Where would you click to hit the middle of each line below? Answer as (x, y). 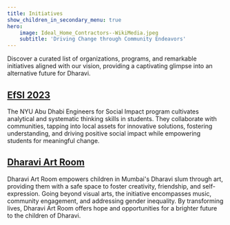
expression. (24, 193)
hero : (15, 26)
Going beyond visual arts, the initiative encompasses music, (127, 193)
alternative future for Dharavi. (49, 74)
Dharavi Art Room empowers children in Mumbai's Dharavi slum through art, (115, 179)
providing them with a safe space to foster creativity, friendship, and (104, 186)
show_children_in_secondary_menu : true (64, 20)
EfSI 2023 (29, 95)
